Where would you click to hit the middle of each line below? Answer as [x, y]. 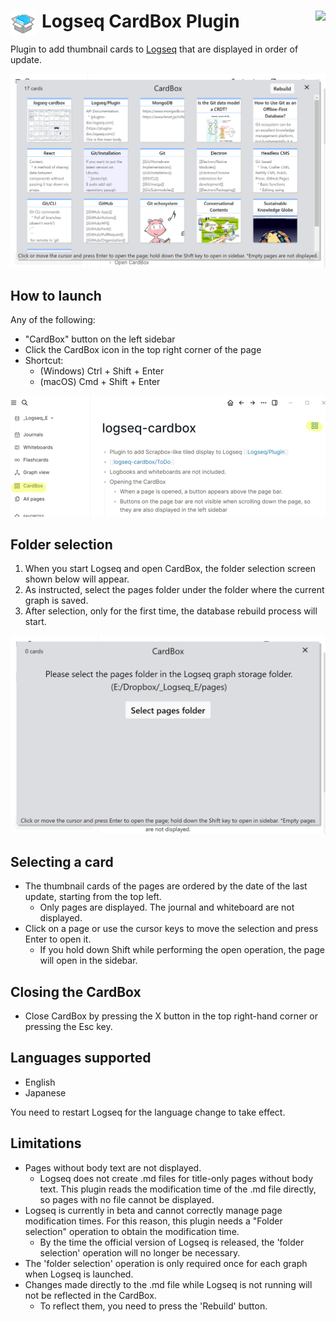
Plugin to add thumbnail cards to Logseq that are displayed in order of [154, 49]
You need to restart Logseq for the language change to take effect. [148, 1112]
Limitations [46, 1143]
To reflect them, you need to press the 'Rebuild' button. [153, 1306]
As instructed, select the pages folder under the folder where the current [174, 590]
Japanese [45, 1092]
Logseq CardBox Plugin [140, 21]
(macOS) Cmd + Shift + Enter [100, 382]
